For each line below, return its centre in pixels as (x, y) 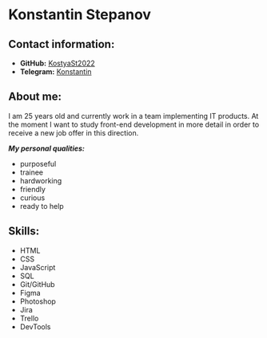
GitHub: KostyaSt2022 (58, 63)
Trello (29, 318)
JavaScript (38, 267)
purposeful (38, 163)
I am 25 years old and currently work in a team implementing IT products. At (133, 116)
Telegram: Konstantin (56, 72)
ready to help (42, 206)
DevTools (35, 326)
